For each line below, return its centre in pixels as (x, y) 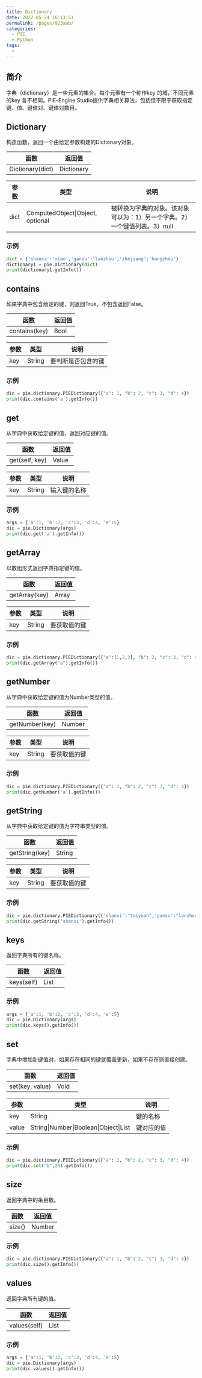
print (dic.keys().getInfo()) (43, 1026)
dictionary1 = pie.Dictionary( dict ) (52, 265)
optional (38, 221)
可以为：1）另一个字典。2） (151, 218)
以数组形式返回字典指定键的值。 (46, 568)
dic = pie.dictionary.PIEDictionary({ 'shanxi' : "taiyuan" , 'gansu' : (91, 916)
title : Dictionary (29, 12)
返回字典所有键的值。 (32, 1298)
